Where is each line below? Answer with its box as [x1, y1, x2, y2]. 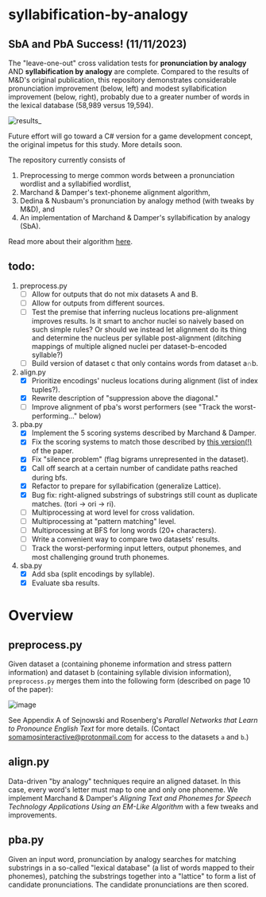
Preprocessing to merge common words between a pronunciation [19, 171, 235, 180]
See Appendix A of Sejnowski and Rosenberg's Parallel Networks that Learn [8, 716, 258, 725]
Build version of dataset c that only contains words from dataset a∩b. [31, 359, 259, 367]
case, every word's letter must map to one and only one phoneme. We [8, 785, 238, 794]
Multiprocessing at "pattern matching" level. [31, 516, 176, 526]
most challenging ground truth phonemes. [31, 552, 169, 561]
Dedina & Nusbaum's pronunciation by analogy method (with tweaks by [19, 196, 255, 205]
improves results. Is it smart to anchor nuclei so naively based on [31, 316, 245, 325]
